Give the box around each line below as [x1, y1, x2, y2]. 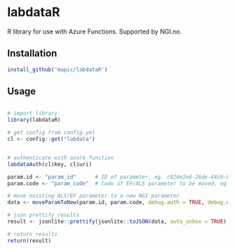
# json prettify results [7, 212, 80, 219]
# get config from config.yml [7, 129, 96, 136]
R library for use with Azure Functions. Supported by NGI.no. [7, 27, 182, 36]
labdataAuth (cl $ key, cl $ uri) [7, 161, 92, 168]
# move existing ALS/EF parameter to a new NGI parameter [7, 193, 180, 200]
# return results [7, 230, 58, 237]
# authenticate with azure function [7, 154, 114, 161]
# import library [7, 110, 58, 117]
